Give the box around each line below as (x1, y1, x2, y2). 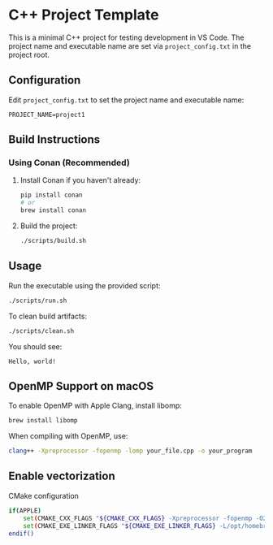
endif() (8, 530, 35, 538)
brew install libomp (8, 417, 79, 425)
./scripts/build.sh (19, 237, 87, 245)
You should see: (8, 341, 63, 351)
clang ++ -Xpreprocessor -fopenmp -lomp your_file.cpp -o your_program (8, 447, 253, 456)
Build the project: (19, 221, 78, 231)
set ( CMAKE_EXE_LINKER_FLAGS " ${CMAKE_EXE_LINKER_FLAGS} (23, 521, 217, 530)
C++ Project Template (8, 6, 159, 24)
